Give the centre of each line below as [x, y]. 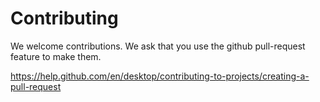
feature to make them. [56, 56]
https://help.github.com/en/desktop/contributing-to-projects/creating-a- [160, 76]
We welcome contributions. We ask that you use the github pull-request [158, 46]
